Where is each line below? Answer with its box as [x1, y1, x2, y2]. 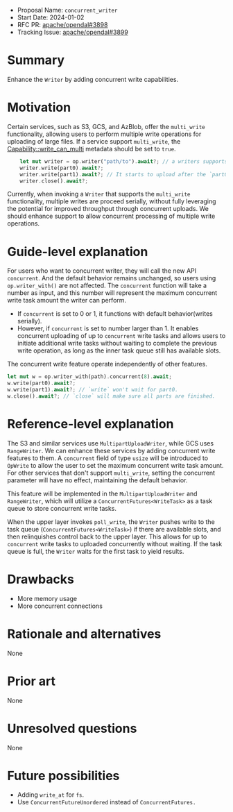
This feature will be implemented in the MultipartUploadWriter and [7, 489, 198, 498]
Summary [7, 52, 64, 68]
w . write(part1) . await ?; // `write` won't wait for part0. [7, 387, 178, 394]
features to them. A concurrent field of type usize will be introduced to [7, 454, 209, 462]
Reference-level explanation [7, 416, 174, 432]
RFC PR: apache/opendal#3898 [17, 21, 108, 28]
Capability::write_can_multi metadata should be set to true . [7, 144, 176, 153]
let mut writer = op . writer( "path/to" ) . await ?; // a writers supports [19, 158, 228, 165]
